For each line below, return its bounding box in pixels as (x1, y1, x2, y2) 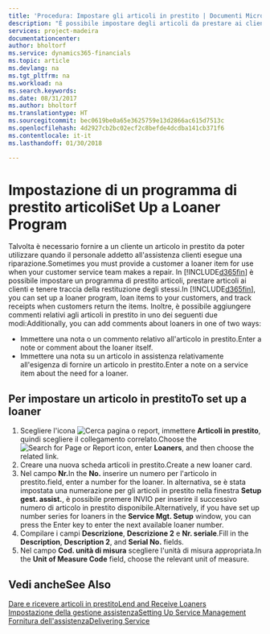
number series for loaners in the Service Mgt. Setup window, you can (19, 512, 252, 521)
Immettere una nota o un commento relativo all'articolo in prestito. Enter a (19, 334, 262, 344)
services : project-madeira (8, 27, 99, 35)
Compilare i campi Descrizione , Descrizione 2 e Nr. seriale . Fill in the (19, 528, 249, 538)
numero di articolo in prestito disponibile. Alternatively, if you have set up (19, 503, 260, 512)
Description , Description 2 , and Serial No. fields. (19, 537, 185, 547)
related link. (19, 452, 59, 462)
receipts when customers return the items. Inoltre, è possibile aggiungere (8, 301, 252, 311)
